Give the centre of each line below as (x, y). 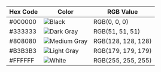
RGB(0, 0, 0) (111, 22)
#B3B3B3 (23, 51)
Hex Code (24, 12)
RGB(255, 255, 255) (122, 60)
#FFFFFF (22, 60)
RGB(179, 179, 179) (122, 51)
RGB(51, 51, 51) (117, 31)
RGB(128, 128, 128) (122, 41)
